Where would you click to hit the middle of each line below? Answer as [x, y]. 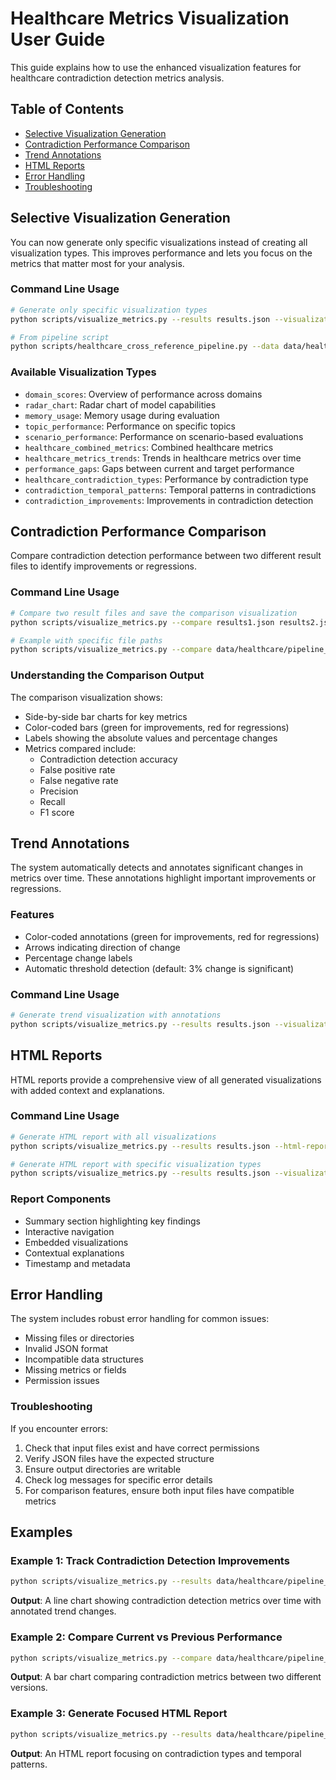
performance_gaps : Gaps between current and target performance [159, 468]
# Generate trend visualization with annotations [116, 1015]
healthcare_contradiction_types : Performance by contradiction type [166, 479]
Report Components [61, 1199]
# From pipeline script [60, 337]
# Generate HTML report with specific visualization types [136, 1164]
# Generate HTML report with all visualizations [113, 1137]
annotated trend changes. [63, 1611]
